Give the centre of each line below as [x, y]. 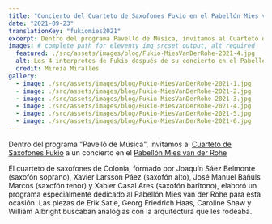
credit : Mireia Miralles [57, 69]
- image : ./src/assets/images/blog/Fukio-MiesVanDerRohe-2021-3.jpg [134, 99]
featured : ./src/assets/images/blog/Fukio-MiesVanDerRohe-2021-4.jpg [135, 53]
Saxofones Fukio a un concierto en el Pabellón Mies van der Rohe [118, 152]
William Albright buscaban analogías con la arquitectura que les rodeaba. [130, 211]
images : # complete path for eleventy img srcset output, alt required [132, 46]
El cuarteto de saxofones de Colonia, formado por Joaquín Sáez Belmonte [132, 168]
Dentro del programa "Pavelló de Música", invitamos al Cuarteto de [120, 144]
